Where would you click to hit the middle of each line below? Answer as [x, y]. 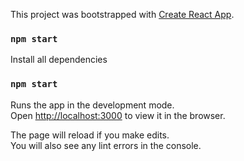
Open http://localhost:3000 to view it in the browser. [118, 115]
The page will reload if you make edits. [90, 135]
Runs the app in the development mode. [92, 105]
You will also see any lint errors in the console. [106, 145]
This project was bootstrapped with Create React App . [122, 14]
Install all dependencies [59, 60]
